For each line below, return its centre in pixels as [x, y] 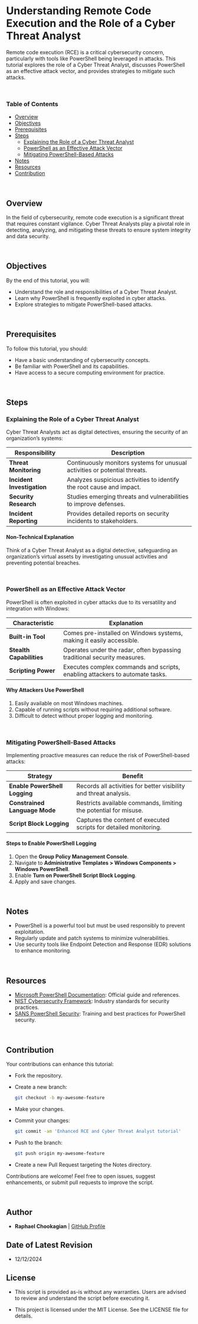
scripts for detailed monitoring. [119, 827]
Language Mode [32, 810]
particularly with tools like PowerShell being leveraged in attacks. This [91, 58]
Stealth [19, 650]
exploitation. [30, 932]
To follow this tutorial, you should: [47, 349]
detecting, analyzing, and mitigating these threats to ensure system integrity [99, 230]
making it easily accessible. [101, 640]
